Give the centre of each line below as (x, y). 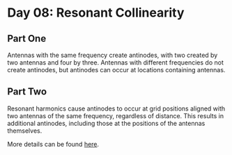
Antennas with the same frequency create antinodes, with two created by (113, 55)
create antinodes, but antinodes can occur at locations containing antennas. (116, 70)
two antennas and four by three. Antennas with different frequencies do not (116, 63)
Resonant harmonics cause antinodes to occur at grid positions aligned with (116, 108)
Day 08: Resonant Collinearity (96, 13)
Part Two (27, 92)
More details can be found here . (53, 144)
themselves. (25, 131)
